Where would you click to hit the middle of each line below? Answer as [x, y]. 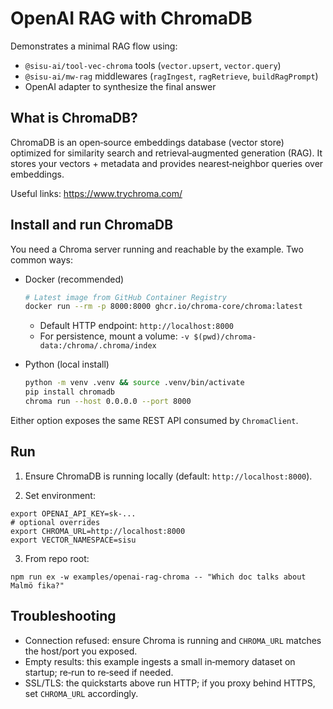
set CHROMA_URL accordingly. [81, 693]
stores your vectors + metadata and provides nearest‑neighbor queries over [167, 163]
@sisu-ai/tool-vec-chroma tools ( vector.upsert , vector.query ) [153, 65]
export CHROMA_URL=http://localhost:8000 [98, 531]
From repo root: [57, 558]
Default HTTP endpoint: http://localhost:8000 [136, 326]
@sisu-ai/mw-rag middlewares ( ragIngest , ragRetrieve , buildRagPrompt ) [171, 76]
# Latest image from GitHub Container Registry [125, 297]
